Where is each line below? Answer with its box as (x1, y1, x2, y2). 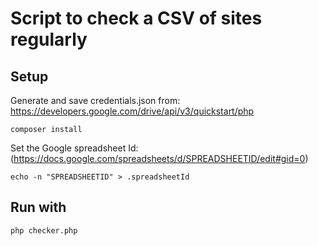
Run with (10, 199, 67, 216)
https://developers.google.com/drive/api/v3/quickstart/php (10, 105, 255, 117)
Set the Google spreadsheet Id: (10, 142, 139, 154)
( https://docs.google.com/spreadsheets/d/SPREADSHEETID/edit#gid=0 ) (10, 153, 309, 164)
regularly (10, 28, 88, 51)
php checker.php (10, 225, 78, 236)
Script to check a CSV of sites (10, 7, 263, 30)
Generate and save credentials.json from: (10, 95, 181, 106)
